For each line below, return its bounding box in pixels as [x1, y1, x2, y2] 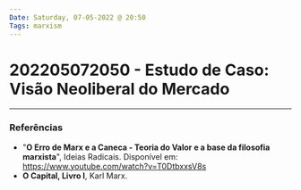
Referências [9, 121, 64, 134]
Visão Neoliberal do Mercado [9, 78, 230, 99]
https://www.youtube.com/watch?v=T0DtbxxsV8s [21, 161, 207, 171]
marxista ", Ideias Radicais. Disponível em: [21, 151, 178, 161]
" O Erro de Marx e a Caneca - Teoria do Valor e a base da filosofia [21, 142, 271, 153]
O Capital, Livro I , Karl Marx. [21, 170, 128, 181]
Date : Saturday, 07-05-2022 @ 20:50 [9, 12, 146, 22]
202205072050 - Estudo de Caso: [9, 60, 270, 80]
